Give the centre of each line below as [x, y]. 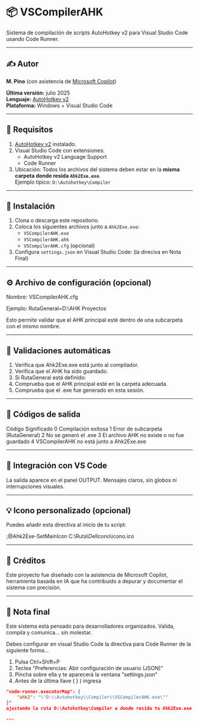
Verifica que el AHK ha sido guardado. [61, 371]
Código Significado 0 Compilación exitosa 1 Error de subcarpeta [84, 429]
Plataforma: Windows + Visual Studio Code [60, 105]
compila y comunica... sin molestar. [49, 633]
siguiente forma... [28, 650]
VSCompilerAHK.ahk [46, 240]
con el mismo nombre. [33, 326]
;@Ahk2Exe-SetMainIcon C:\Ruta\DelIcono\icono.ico [70, 536]
